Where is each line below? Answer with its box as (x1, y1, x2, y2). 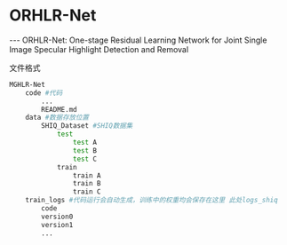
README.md (41, 105, 77, 114)
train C (72, 187, 101, 196)
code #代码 (25, 88, 63, 98)
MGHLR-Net (9, 80, 46, 89)
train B (72, 179, 101, 188)
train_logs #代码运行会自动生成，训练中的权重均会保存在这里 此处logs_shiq (25, 196, 278, 205)
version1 (41, 220, 74, 229)
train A (72, 170, 101, 180)
